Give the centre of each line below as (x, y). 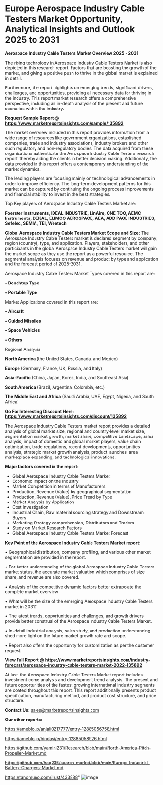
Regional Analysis (23, 349)
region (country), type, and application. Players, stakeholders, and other (77, 243)
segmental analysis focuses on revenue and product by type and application (81, 259)
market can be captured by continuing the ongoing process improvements (80, 189)
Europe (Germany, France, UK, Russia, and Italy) (54, 368)
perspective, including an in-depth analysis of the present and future (74, 103)
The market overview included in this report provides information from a (77, 132)
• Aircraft (15, 311)
